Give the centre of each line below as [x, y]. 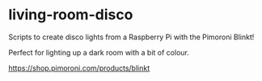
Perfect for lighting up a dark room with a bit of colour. [99, 52]
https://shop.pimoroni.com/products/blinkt [79, 68]
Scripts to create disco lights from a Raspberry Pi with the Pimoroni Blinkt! [131, 37]
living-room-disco [71, 15]
